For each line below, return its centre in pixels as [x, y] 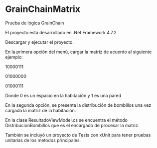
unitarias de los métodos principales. [43, 140]
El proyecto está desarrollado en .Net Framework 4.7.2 [61, 32]
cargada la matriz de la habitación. [41, 110]
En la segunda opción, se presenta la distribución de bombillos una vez [78, 105]
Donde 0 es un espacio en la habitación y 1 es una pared [63, 95]
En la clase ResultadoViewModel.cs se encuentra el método [67, 120]
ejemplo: [14, 57]
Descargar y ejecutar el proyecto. [39, 42]
